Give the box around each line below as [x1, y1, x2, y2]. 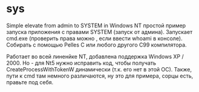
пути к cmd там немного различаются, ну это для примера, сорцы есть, [6, 72, 194, 79]
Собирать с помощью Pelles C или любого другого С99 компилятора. [6, 41, 187, 48]
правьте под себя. [6, 78, 54, 86]
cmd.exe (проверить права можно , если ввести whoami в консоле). [6, 34, 183, 42]
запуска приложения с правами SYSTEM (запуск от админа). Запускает [6, 28, 193, 35]
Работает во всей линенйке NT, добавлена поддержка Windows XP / [6, 53, 184, 60]
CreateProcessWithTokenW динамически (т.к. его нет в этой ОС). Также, [6, 65, 192, 73]
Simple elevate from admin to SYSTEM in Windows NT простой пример [6, 22, 186, 29]
